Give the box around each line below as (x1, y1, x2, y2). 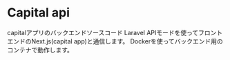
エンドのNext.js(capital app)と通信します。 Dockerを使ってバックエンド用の (7, 37, 223, 46)
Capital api (7, 5, 70, 21)
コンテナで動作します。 (7, 46, 74, 54)
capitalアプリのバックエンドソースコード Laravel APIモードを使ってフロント (7, 28, 223, 37)
